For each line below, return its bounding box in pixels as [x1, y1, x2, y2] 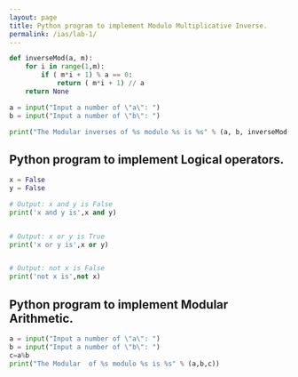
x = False [9, 175, 46, 185]
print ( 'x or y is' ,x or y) [9, 240, 109, 249]
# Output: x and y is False [9, 199, 114, 209]
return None [25, 86, 69, 96]
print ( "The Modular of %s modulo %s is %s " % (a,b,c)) [9, 359, 220, 368]
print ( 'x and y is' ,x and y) [9, 208, 117, 217]
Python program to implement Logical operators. [9, 152, 285, 167]
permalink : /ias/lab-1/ [9, 29, 98, 38]
